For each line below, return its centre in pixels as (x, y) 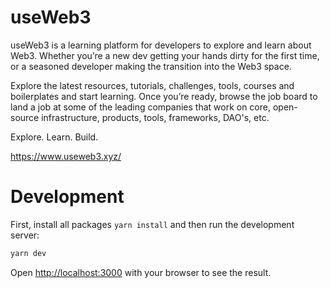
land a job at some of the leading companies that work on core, (140, 107)
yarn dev (28, 253)
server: (25, 235)
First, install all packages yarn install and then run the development (152, 224)
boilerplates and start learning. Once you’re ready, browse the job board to (164, 96)
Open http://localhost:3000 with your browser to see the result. (141, 272)
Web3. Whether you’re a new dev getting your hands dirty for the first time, (165, 55)
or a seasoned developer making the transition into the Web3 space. (151, 66)
